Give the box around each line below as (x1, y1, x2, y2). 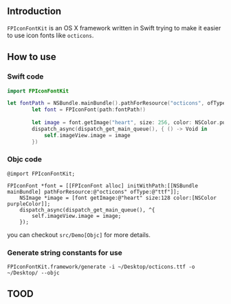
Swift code (7, 72, 44, 81)
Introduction (7, 6, 62, 17)
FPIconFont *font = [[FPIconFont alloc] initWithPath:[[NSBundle (7, 182, 198, 189)
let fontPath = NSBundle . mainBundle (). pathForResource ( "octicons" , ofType (7, 100, 226, 107)
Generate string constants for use (7, 247, 122, 257)
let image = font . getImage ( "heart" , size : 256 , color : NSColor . (32, 119, 220, 126)
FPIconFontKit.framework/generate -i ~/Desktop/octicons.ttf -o (7, 263, 195, 271)
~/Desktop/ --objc (7, 270, 60, 276)
